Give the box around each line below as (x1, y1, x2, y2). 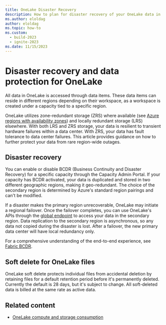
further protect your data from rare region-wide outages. (5, 139, 121, 145)
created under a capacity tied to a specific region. (5, 103, 108, 109)
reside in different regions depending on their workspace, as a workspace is (5, 98, 161, 104)
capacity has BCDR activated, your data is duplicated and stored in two (5, 177, 151, 183)
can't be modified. (5, 193, 43, 199)
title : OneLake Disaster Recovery (5, 7, 77, 12)
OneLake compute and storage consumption (12, 314, 104, 320)
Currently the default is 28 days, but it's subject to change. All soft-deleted (5, 281, 158, 287)
